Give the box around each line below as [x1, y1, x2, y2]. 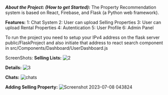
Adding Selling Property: [5, 84, 58, 90]
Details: [5, 65, 22, 70]
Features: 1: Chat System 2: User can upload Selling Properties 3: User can [5, 20, 161, 25]
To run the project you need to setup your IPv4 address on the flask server [5, 35, 160, 40]
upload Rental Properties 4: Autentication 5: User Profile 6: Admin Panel [5, 25, 154, 31]
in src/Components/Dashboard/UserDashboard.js [5, 45, 108, 51]
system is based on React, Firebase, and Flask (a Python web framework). [5, 10, 159, 16]
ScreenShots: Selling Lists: [5, 55, 62, 61]
